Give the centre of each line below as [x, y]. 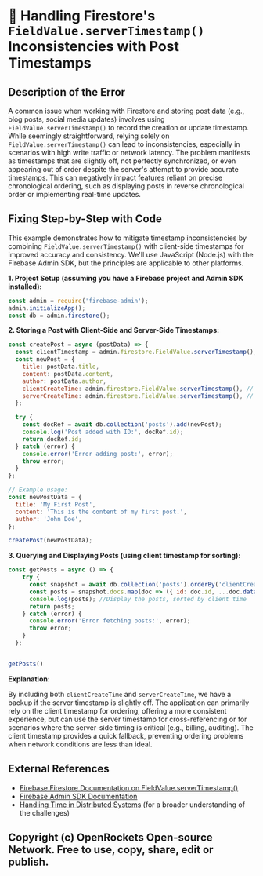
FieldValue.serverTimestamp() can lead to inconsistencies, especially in [124, 144]
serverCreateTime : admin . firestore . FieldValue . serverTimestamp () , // [138, 396]
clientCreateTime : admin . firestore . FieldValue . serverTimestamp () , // [138, 389]
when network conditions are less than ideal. [80, 744]
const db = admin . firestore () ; [59, 316]
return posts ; [52, 606]
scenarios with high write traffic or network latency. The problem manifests [129, 153]
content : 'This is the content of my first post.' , [101, 512]
